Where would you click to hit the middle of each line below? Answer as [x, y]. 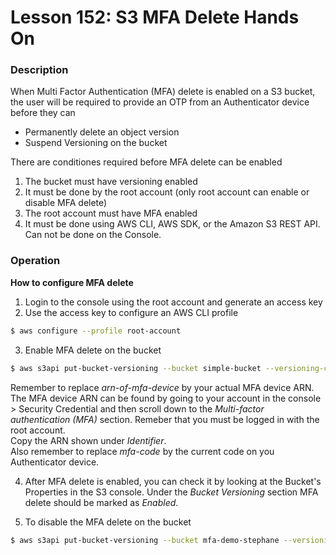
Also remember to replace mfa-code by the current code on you [142, 451]
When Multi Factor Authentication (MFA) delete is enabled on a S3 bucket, [163, 92]
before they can [43, 113]
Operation [35, 261]
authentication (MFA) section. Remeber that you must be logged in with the [165, 419]
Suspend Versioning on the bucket [96, 143]
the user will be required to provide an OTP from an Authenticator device [160, 102]
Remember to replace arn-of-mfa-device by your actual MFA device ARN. [162, 387]
